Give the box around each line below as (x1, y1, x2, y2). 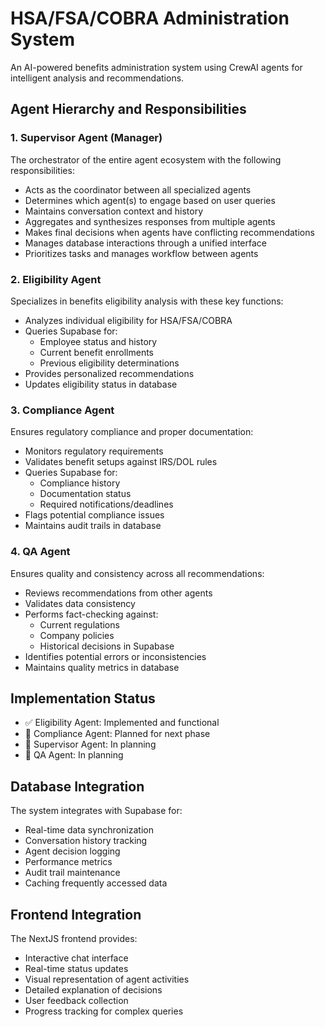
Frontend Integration (10, 906, 142, 923)
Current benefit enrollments (39, 346, 155, 358)
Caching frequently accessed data (24, 877, 168, 889)
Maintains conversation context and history (24, 205, 204, 217)
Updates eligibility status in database (24, 378, 178, 390)
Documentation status (39, 488, 132, 500)
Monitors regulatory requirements (24, 445, 164, 457)
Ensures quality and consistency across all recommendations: (10, 567, 265, 579)
